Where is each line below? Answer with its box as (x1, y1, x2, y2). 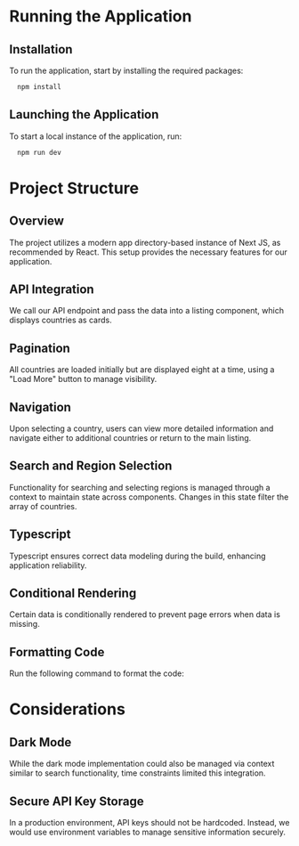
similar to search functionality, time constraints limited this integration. (9, 768, 266, 778)
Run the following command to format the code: (9, 668, 184, 679)
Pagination (9, 340, 71, 355)
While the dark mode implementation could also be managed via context (9, 759, 275, 769)
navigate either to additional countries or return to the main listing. (9, 433, 252, 443)
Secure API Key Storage (9, 793, 144, 809)
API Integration (9, 281, 95, 297)
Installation (9, 42, 73, 57)
